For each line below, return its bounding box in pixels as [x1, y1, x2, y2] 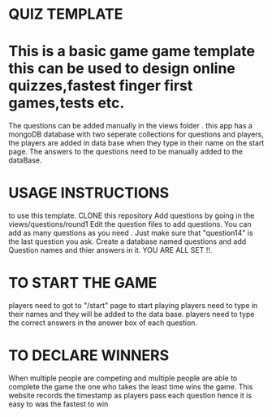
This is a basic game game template [8, 42, 256, 61]
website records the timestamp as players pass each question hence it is [8, 390, 253, 400]
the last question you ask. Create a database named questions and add [8, 237, 247, 246]
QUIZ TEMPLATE [8, 5, 123, 24]
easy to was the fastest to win [8, 399, 109, 409]
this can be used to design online [8, 59, 235, 78]
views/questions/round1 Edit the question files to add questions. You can [8, 219, 252, 229]
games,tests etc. [8, 94, 125, 112]
